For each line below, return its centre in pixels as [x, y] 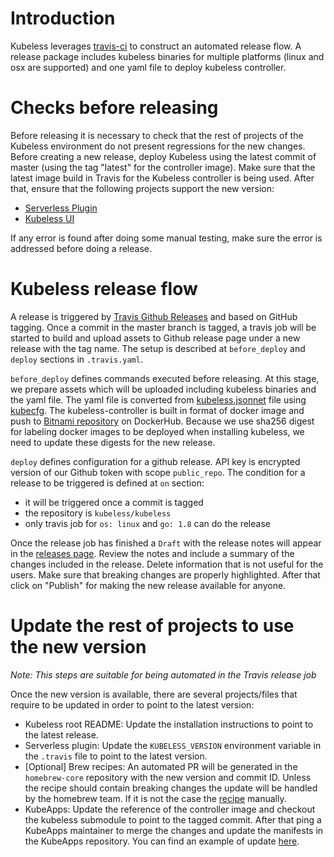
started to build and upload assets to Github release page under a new [155, 338]
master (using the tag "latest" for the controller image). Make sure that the [163, 167]
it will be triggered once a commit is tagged [114, 502]
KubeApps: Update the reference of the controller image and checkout [170, 809]
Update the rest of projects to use [152, 626]
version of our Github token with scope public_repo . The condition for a [158, 472]
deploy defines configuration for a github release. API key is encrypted [155, 461]
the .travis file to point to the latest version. [116, 756]
